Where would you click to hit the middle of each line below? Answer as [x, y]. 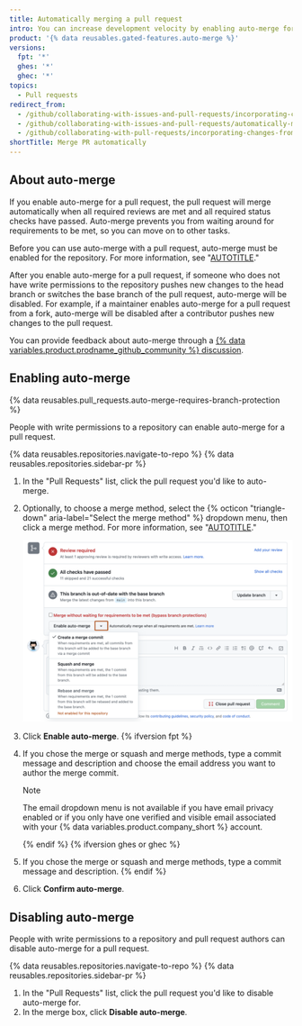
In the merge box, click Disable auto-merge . [105, 1012]
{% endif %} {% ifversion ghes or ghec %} [101, 844]
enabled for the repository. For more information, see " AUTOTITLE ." [134, 258]
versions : [28, 48]
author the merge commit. [71, 773]
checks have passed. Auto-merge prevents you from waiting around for [142, 221]
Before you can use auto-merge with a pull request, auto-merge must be [144, 248]
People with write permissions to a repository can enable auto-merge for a [147, 427]
